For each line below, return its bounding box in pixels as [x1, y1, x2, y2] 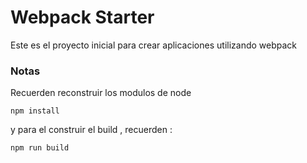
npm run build [10, 143, 70, 153]
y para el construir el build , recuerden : [10, 124, 173, 136]
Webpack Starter [10, 6, 155, 29]
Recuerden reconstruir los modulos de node [10, 87, 192, 99]
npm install [10, 106, 60, 116]
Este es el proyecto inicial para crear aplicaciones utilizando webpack [10, 39, 298, 51]
